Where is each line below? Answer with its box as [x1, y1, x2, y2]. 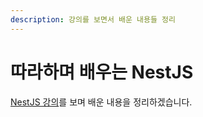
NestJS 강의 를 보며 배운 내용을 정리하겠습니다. [10, 96, 193, 108]
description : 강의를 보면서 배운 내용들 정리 [10, 14, 176, 25]
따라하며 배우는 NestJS [10, 61, 194, 83]
